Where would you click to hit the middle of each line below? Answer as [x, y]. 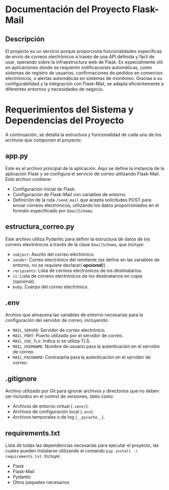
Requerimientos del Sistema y [70, 110]
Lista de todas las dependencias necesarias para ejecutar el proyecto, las [82, 445]
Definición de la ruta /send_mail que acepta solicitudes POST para [82, 200]
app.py [17, 156]
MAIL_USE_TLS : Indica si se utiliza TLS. [52, 341]
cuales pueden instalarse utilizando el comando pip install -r [72, 451]
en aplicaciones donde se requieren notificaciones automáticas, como [79, 67]
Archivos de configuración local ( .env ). [53, 412]
